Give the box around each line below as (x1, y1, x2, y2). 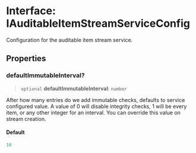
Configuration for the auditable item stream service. (6, 36, 133, 43)
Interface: (6, 4, 56, 18)
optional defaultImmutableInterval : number (20, 85, 127, 92)
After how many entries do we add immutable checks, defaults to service (6, 96, 185, 103)
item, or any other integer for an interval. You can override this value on (6, 109, 181, 116)
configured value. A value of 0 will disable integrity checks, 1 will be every (6, 103, 187, 110)
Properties (6, 53, 46, 63)
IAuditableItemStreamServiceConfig (6, 17, 190, 30)
